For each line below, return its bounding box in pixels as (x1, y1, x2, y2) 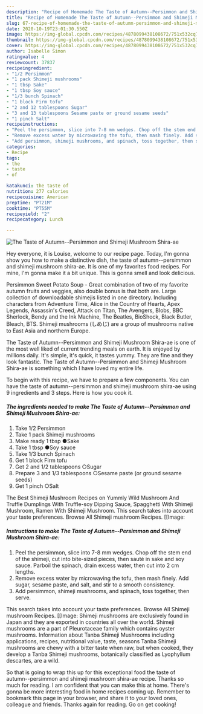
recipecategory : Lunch (6, 216, 63, 222)
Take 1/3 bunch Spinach (14, 450, 76, 458)
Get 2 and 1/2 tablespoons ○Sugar (14, 463, 102, 470)
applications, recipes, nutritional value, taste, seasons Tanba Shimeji (6, 638, 176, 645)
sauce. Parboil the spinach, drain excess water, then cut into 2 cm (14, 562, 179, 569)
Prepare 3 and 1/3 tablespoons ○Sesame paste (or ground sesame (14, 470, 182, 477)
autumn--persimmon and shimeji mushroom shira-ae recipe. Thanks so (6, 675, 184, 683)
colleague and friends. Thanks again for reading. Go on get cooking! (6, 701, 176, 708)
